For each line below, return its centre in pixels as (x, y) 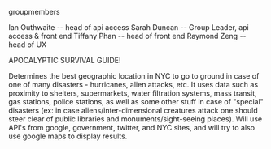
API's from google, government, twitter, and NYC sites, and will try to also (131, 128)
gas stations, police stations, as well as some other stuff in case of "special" (136, 102)
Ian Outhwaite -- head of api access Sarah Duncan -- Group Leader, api (129, 27)
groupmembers (34, 12)
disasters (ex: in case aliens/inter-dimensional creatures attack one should (133, 110)
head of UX (28, 45)
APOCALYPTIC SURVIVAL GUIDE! (65, 60)
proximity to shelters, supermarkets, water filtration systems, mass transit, (133, 93)
